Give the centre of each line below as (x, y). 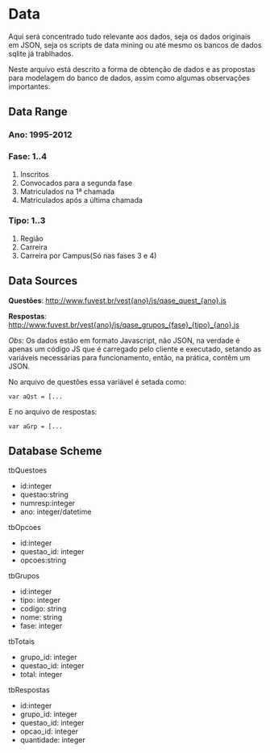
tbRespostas (29, 690)
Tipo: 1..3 (27, 221)
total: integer (41, 675)
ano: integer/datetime (56, 512)
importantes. (29, 86)
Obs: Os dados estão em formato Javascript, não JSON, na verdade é (124, 340)
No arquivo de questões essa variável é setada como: (98, 381)
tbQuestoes (28, 470)
